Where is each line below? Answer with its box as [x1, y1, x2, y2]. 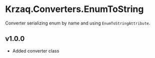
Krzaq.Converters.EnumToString [5, 3, 144, 15]
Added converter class [12, 47, 59, 53]
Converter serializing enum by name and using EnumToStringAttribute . [5, 20, 151, 26]
